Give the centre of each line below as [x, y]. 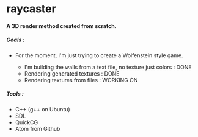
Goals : [16, 40]
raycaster [31, 9]
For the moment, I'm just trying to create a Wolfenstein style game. [99, 55]
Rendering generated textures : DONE [72, 73]
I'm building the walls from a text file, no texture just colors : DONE [108, 67]
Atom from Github [38, 128]
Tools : [15, 94]
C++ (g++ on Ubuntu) [42, 109]
